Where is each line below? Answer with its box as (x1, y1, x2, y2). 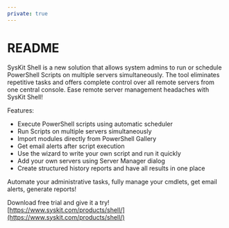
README (7, 40, 60, 56)
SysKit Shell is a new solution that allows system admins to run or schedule (7, 63, 222, 72)
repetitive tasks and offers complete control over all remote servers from (7, 78, 215, 86)
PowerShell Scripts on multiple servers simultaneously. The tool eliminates (7, 70, 220, 79)
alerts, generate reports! (7, 185, 77, 193)
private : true (7, 10, 49, 17)
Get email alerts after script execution (17, 142, 125, 150)
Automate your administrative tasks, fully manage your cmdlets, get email (7, 177, 217, 186)
